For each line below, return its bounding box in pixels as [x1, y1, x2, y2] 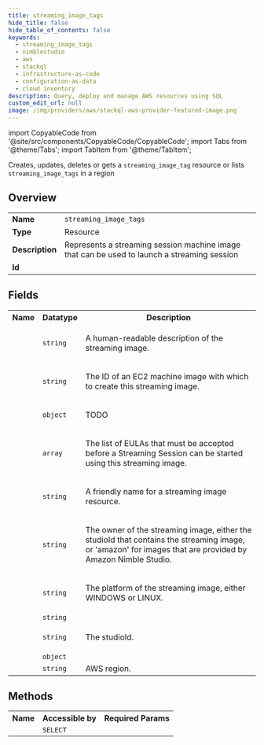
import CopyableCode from [8, 128, 97, 138]
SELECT [42, 725, 67, 735]
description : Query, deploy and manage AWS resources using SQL [8, 92, 223, 100]
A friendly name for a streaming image [85, 485, 227, 496]
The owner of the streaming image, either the [85, 524, 252, 535]
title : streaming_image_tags [8, 11, 104, 20]
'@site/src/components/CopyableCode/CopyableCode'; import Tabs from [8, 137, 247, 146]
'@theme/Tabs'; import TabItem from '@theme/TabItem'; [8, 145, 192, 154]
